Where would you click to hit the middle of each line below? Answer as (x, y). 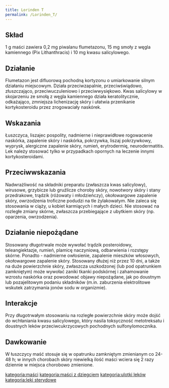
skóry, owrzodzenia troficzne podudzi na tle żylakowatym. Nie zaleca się (81, 201)
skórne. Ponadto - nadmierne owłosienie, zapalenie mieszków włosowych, (83, 255)
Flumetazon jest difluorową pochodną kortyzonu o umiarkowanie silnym (80, 81)
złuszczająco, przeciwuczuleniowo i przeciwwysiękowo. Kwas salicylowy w (84, 91)
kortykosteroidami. (25, 156)
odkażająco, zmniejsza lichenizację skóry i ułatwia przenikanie (70, 102)
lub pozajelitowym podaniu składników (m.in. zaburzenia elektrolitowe (78, 282)
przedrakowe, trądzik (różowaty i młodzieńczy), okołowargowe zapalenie (81, 195)
